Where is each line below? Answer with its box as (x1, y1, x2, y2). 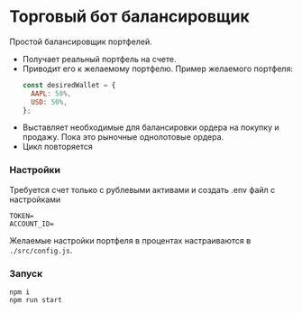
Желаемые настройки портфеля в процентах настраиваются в (9, 235, 252, 245)
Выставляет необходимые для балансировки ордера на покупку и (22, 122, 279, 133)
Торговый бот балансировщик (9, 6, 250, 27)
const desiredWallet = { (22, 80, 116, 89)
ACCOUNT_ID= (9, 219, 54, 228)
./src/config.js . (9, 244, 73, 255)
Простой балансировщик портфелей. (9, 36, 153, 47)
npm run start (9, 296, 63, 305)
